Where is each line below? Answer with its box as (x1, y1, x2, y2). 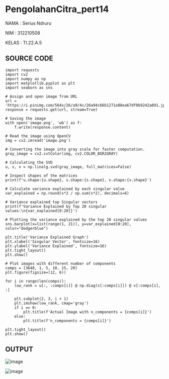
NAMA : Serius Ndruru (5, 20, 52, 26)
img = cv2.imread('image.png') (5, 138, 71, 143)
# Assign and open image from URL (5, 94, 78, 99)
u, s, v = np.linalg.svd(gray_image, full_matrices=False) (5, 164, 132, 169)
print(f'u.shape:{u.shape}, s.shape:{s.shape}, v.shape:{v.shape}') (5, 177, 152, 182)
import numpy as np (5, 76, 46, 81)
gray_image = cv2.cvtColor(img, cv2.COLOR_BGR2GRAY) (5, 151, 118, 156)
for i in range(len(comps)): (5, 278, 66, 283)
